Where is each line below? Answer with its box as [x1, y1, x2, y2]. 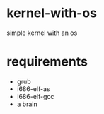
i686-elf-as [16, 84, 50, 93]
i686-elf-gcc [16, 92, 54, 100]
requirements [6, 53, 88, 70]
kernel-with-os [6, 5, 97, 21]
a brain [16, 100, 37, 108]
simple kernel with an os [6, 28, 78, 37]
